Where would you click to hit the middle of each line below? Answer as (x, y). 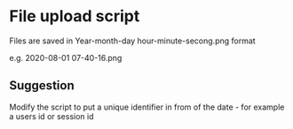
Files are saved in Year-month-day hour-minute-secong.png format (132, 41)
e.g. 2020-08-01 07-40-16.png (66, 57)
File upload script (75, 16)
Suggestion (42, 86)
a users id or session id (52, 116)
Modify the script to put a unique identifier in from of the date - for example (147, 107)
